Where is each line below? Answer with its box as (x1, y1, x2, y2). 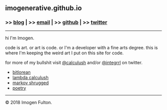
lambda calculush (12, 74, 49, 80)
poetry (12, 85, 26, 91)
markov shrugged (12, 80, 49, 86)
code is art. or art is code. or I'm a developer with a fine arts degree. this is (5, 44, 158, 50)
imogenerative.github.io (5, 4, 82, 12)
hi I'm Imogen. (5, 35, 35, 41)
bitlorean (12, 69, 31, 75)
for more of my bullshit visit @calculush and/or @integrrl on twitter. (5, 59, 143, 65)
